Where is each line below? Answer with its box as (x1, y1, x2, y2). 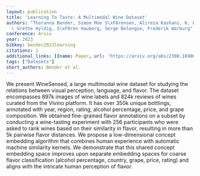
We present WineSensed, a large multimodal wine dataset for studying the (6, 81, 189, 88)
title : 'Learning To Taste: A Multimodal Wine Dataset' (6, 14, 148, 20)
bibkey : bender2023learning (6, 42, 76, 48)
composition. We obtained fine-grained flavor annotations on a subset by (6, 112, 186, 119)
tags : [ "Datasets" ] (6, 58, 55, 64)
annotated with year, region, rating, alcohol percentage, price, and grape (6, 106, 185, 113)
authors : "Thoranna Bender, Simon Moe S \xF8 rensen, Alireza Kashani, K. (6, 20, 190, 26)
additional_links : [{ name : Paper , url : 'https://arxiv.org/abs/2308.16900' (6, 53, 198, 59)
